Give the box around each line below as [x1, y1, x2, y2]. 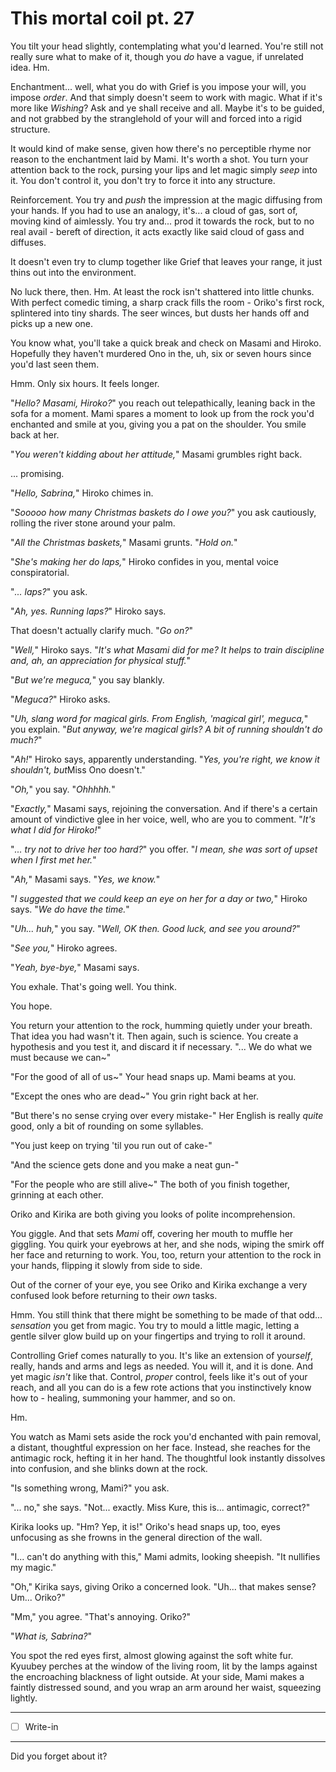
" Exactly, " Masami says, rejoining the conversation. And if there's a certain [10, 802, 318, 814]
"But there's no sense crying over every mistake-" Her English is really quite [10, 1109, 324, 1121]
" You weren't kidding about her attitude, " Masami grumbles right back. [10, 448, 303, 460]
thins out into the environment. [10, 266, 137, 278]
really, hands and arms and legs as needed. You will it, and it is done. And [10, 1360, 314, 1372]
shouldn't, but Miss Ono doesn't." [10, 763, 146, 776]
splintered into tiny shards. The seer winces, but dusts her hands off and [10, 307, 310, 319]
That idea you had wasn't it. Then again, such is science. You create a [10, 1030, 299, 1042]
